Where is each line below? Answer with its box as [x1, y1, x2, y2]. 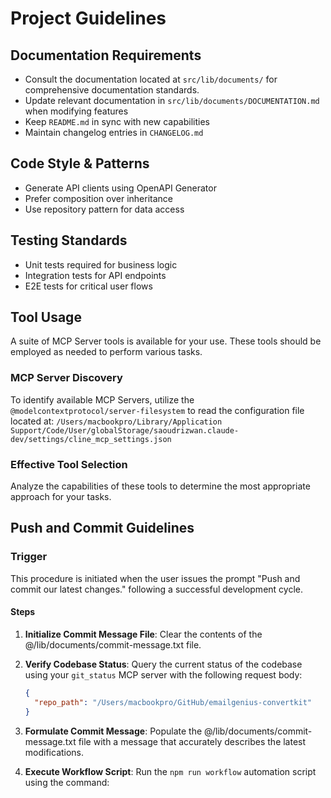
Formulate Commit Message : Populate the [24, 725, 203, 737]
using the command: [24, 776, 110, 788]
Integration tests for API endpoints [24, 269, 167, 281]
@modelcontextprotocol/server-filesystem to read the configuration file [10, 404, 305, 416]
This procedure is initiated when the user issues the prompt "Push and [10, 572, 301, 584]
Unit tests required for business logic [24, 258, 178, 271]
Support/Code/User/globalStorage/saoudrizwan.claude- [10, 425, 240, 436]
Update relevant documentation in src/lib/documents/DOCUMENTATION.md [24, 95, 320, 106]
